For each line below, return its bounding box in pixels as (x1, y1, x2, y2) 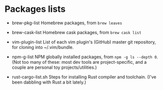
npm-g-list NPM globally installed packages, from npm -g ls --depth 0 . (11, 53, 158, 60)
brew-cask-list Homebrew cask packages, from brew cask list (11, 29, 142, 35)
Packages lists (4, 3, 66, 15)
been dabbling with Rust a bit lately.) (11, 79, 86, 85)
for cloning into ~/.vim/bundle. (11, 44, 74, 50)
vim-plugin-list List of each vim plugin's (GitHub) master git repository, (11, 39, 157, 45)
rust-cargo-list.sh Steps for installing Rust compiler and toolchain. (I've (11, 74, 157, 80)
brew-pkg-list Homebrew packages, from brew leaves (11, 20, 122, 26)
